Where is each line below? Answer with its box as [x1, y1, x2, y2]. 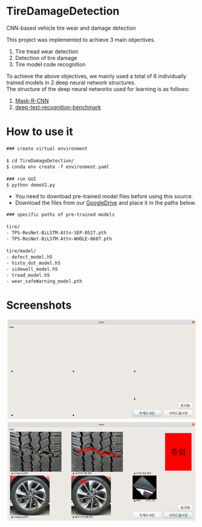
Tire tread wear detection [15, 47, 79, 55]
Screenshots [6, 298, 72, 312]
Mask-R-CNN [15, 97, 49, 104]
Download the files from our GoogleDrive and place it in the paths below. [15, 199, 197, 206]
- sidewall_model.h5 [6, 266, 59, 272]
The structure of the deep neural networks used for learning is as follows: [6, 85, 190, 92]
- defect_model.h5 [6, 253, 53, 260]
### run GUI [6, 176, 36, 182]
